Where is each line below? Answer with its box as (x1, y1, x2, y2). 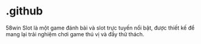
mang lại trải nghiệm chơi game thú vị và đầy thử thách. (5, 30, 145, 37)
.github (5, 4, 43, 18)
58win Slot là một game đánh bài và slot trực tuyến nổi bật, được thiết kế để (5, 24, 195, 31)
